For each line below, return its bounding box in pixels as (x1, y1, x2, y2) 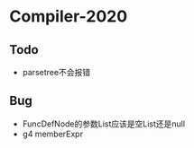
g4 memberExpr (22, 128, 84, 139)
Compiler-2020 (9, 6, 128, 27)
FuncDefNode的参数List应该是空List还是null (22, 118, 186, 129)
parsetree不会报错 (22, 67, 91, 77)
